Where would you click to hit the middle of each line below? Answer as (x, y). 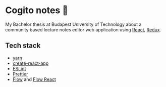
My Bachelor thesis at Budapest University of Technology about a (73, 24)
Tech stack (23, 46)
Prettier (20, 74)
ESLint (19, 68)
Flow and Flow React (34, 79)
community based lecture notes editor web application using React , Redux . (83, 29)
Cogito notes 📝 (37, 10)
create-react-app (31, 63)
